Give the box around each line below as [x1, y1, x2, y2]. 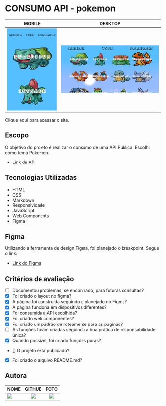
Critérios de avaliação [5, 275, 74, 283]
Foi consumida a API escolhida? [12, 310, 78, 316]
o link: [5, 250, 18, 257]
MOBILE [24, 21, 41, 27]
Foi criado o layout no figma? [12, 293, 72, 299]
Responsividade [12, 202, 45, 208]
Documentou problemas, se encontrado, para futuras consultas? [12, 287, 144, 294]
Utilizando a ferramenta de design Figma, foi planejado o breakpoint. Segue [5, 245, 159, 251]
